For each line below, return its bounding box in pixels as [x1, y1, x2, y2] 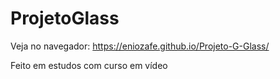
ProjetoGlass [10, 7, 120, 30]
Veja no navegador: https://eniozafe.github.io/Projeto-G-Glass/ [10, 40, 270, 52]
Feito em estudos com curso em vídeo [10, 59, 168, 71]
